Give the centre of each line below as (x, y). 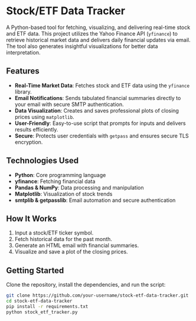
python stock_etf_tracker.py (42, 312)
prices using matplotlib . (45, 117)
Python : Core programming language (60, 175)
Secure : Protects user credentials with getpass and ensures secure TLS (102, 136)
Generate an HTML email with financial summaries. (77, 245)
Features (23, 71)
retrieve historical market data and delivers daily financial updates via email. (98, 40)
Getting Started (35, 270)
